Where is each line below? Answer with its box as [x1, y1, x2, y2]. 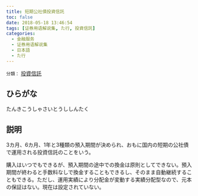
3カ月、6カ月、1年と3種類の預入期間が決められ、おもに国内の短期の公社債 [6, 142, 189, 149]
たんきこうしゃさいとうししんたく [6, 105, 89, 113]
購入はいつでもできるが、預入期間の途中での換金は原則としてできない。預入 [6, 161, 192, 169]
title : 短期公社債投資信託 [6, 8, 65, 15]
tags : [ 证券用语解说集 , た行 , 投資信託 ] [6, 25, 96, 31]
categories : [6, 31, 35, 37]
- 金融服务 [11, 36, 35, 42]
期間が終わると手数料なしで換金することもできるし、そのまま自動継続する [6, 169, 187, 176]
